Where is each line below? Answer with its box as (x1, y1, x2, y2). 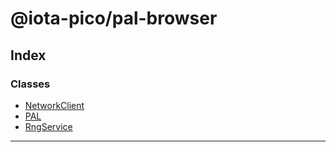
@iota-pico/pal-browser (10, 7, 218, 30)
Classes (10, 77, 51, 91)
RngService (24, 120, 73, 132)
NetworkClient (24, 99, 85, 111)
